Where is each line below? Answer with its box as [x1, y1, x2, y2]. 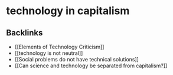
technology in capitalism [6, 4, 130, 18]
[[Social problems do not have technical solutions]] [14, 56, 139, 63]
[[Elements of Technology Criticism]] [14, 43, 105, 50]
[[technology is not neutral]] [14, 50, 83, 57]
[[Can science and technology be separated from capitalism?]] [14, 62, 168, 69]
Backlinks [6, 28, 43, 38]
